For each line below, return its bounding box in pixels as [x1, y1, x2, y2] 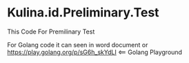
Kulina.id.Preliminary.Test [7, 5, 160, 21]
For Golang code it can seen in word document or [7, 40, 148, 49]
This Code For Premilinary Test [7, 27, 95, 36]
